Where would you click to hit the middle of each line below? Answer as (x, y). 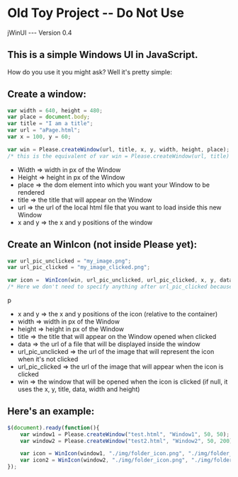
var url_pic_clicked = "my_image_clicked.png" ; (79, 268)
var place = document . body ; (49, 117)
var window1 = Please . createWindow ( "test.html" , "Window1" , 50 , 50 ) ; (125, 434)
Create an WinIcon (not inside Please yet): (102, 245)
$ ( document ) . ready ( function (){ (53, 427)
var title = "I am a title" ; (50, 124)
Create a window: (47, 94)
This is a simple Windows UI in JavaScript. (103, 55)
